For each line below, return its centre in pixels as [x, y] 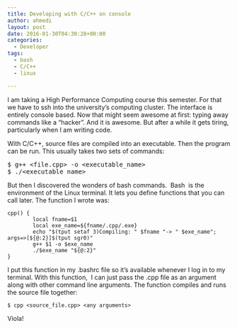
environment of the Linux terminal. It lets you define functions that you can [116, 193]
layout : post [27, 27]
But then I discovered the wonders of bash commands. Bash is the [106, 185]
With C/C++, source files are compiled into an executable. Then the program [119, 143]
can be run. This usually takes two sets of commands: [86, 151]
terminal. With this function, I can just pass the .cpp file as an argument [112, 277]
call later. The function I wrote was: [58, 200]
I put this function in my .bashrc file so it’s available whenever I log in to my [116, 269]
